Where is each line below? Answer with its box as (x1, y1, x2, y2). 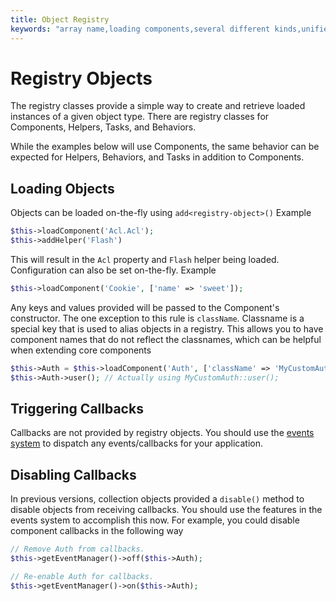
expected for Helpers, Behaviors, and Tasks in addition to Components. (10, 151, 305, 163)
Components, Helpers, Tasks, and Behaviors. (10, 121, 197, 133)
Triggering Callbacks (10, 401, 144, 418)
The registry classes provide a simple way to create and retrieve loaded (10, 100, 306, 112)
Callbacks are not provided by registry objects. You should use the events (10, 427, 315, 439)
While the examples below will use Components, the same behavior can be (10, 141, 320, 153)
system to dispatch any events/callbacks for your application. (10, 437, 264, 450)
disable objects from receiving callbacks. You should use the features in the (10, 504, 323, 516)
